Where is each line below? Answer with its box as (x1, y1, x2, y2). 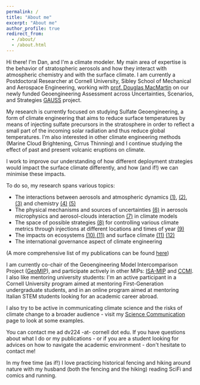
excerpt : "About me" (6, 20, 58, 26)
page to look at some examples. (6, 317, 85, 324)
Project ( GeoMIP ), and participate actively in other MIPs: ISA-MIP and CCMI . (6, 267, 194, 275)
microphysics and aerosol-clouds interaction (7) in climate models (14, 212, 178, 220)
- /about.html (11, 42, 47, 48)
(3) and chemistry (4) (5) (14, 199, 76, 207)
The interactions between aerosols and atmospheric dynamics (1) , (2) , (14, 193, 188, 201)
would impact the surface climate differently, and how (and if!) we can (6, 164, 179, 171)
